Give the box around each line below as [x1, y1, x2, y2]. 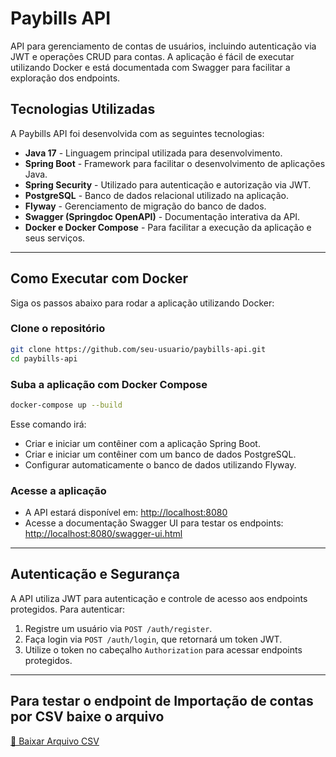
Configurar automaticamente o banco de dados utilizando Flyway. [24, 458, 297, 471]
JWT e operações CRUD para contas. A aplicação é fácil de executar [10, 50, 295, 62]
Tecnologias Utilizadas [10, 101, 156, 118]
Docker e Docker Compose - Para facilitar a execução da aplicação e [24, 221, 312, 233]
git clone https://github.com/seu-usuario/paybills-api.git [10, 344, 267, 354]
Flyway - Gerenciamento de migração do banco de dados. [24, 200, 267, 212]
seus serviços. [24, 232, 86, 244]
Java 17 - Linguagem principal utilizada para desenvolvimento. [24, 147, 283, 159]
